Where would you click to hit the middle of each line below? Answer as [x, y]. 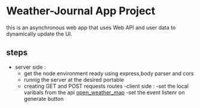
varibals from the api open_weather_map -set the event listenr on [104, 92]
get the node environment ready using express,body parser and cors [109, 73]
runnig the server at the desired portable [74, 79]
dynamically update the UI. [39, 33]
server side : [30, 67]
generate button [44, 98]
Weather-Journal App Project [81, 11]
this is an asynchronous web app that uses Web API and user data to [91, 27]
